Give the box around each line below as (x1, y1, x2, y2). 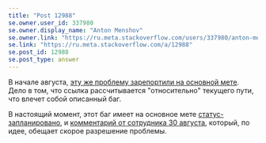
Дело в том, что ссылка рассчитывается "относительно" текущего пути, (8, 85, 254, 95)
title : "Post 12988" (8, 11, 77, 20)
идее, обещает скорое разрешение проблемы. (8, 126, 168, 135)
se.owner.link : (8, 33, 59, 42)
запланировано (8, 118, 61, 127)
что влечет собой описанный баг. (8, 94, 122, 103)
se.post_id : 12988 (8, 48, 69, 56)
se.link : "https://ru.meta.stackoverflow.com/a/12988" (8, 41, 193, 49)
